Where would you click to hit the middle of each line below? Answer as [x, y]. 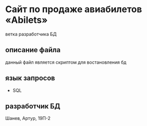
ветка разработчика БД [31, 34]
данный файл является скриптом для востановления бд [66, 62]
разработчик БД [33, 106]
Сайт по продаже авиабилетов [74, 9]
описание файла [33, 50]
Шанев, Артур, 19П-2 [28, 118]
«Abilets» [27, 20]
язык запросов [30, 78]
